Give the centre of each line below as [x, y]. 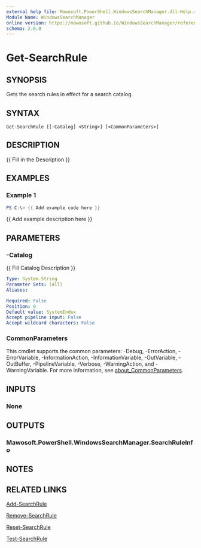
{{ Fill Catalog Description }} [41, 268]
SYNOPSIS [27, 80]
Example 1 [21, 195]
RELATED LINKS [36, 490]
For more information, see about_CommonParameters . [117, 371]
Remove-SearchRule [31, 516]
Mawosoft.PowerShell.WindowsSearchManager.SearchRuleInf [100, 443]
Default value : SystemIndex [41, 312]
